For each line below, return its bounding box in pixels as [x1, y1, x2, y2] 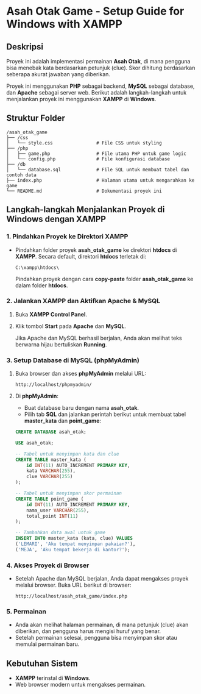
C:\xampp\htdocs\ [15, 264, 60, 271]
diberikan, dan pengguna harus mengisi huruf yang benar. [15, 628, 161, 635]
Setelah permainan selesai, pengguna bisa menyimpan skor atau [15, 634, 178, 642]
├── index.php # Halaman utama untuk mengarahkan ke [6, 177, 195, 184]
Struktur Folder [6, 113, 66, 123]
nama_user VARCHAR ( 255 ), [26, 507, 90, 513]
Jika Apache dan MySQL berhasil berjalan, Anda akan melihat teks [15, 334, 182, 342]
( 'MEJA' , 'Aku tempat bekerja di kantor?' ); [15, 546, 130, 553]
